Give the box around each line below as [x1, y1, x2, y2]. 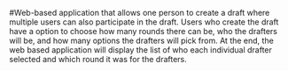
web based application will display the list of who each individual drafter [9, 45, 273, 55]
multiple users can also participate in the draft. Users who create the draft [9, 17, 279, 27]
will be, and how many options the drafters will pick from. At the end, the [9, 35, 275, 46]
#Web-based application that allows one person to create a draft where [9, 8, 270, 18]
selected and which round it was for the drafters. [9, 54, 188, 64]
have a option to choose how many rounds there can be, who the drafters [9, 26, 277, 36]
